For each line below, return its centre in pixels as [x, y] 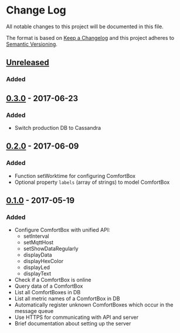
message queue [34, 311]
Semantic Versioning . [32, 44]
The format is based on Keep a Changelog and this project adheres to [90, 38]
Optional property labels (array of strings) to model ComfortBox [92, 182]
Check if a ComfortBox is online [53, 280]
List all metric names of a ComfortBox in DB [67, 299]
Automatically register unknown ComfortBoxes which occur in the [94, 305]
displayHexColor [43, 261]
